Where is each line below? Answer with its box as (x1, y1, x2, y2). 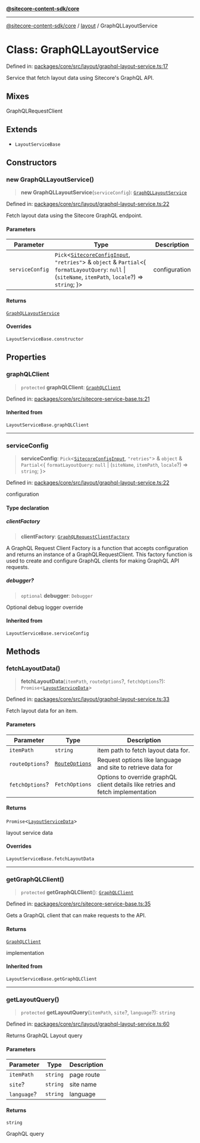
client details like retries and (97, 780, 176, 788)
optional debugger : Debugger (20, 592, 93, 599)
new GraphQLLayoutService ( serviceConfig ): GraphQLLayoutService (20, 189, 187, 196)
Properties (6, 352, 46, 363)
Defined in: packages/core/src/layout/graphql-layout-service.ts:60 (6, 1020, 170, 1028)
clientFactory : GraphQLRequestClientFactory (20, 533, 130, 540)
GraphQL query (6, 1130, 45, 1138)
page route (69, 1071, 100, 1079)
